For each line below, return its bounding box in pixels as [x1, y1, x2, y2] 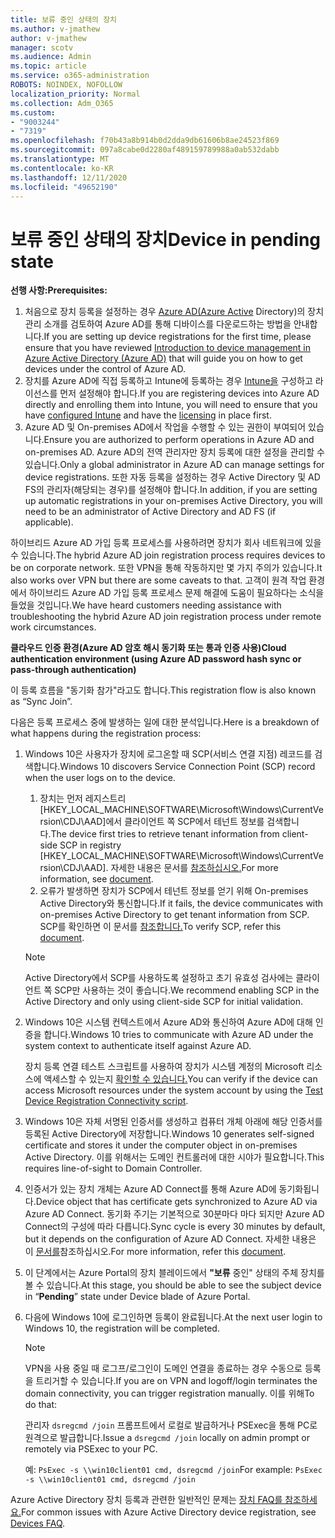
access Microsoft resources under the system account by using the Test [24, 1084, 324, 1096]
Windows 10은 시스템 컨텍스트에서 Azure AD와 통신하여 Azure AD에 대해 [24, 1016, 313, 1028]
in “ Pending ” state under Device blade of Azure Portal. [24, 1291, 251, 1303]
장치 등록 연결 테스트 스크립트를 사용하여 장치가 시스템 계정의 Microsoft [24, 1061, 305, 1073]
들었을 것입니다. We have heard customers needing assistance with [10, 599, 282, 611]
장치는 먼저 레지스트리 [39, 792, 127, 805]
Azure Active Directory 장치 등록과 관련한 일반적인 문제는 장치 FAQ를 [10, 1494, 283, 1506]
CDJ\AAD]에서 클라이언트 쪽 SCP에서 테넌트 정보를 [63, 816, 265, 828]
